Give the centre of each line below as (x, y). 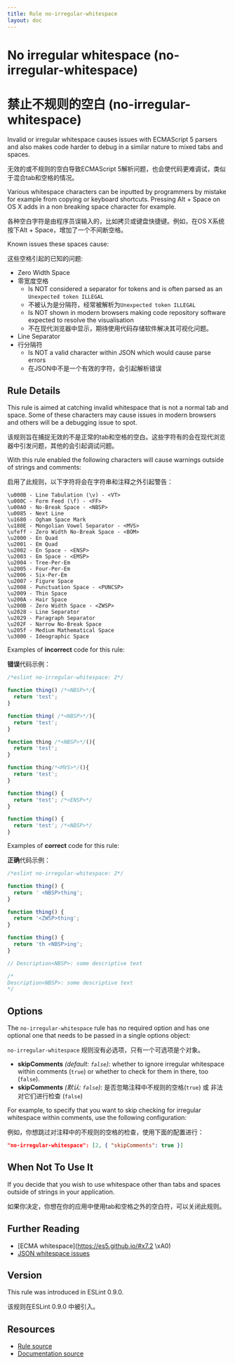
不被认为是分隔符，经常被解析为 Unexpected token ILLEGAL (112, 304)
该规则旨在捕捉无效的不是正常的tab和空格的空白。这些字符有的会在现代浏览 (116, 437)
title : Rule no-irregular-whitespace (62, 14)
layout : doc (25, 20)
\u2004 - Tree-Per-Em (39, 563)
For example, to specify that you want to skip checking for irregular (104, 1110)
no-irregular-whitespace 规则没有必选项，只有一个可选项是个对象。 (106, 1050)
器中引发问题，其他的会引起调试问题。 (62, 446)
